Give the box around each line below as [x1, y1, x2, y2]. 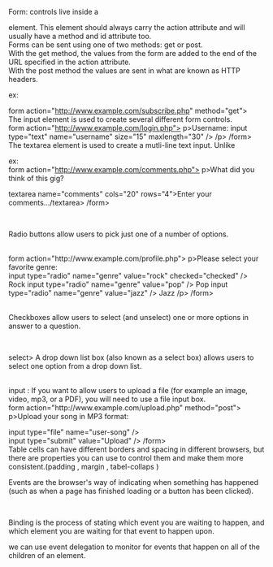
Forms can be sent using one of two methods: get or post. [8, 40, 203, 50]
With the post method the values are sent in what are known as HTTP [8, 66, 241, 76]
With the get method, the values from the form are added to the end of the [8, 49, 258, 58]
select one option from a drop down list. [8, 361, 142, 370]
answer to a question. [8, 321, 81, 331]
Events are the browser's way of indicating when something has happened [8, 478, 258, 487]
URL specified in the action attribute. [8, 57, 132, 67]
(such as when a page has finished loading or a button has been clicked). [8, 487, 254, 496]
